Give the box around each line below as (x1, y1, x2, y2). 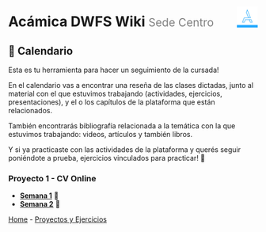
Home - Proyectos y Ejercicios (8, 215, 107, 224)
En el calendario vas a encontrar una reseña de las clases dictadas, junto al (8, 81, 254, 89)
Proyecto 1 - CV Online (8, 173, 97, 184)
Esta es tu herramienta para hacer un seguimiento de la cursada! (8, 65, 219, 74)
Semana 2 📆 (19, 200, 61, 209)
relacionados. (8, 106, 53, 115)
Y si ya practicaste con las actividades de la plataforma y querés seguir (8, 145, 241, 154)
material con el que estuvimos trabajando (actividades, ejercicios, (8, 89, 223, 98)
